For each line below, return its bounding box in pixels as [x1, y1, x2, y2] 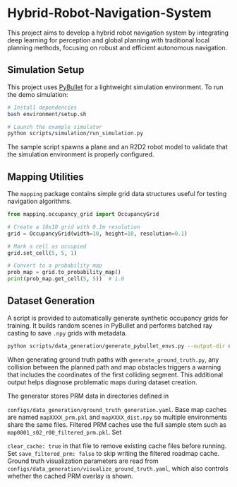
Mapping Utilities [7, 171, 85, 183]
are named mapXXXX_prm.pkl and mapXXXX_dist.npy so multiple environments [7, 413, 228, 421]
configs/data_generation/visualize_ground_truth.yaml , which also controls [7, 464, 229, 472]
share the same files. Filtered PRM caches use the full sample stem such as [7, 420, 227, 429]
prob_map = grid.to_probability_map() [7, 269, 121, 276]
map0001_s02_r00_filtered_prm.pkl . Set [7, 428, 122, 436]
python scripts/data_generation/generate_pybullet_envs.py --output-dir [7, 342, 226, 350]
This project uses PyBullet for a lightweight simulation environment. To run [7, 83, 224, 91]
